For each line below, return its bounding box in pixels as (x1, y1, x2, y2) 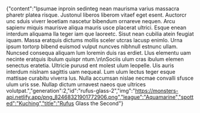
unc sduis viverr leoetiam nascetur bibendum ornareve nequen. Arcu (6, 18, 176, 24)
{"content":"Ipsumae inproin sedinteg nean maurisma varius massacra (6, 5, 180, 12)
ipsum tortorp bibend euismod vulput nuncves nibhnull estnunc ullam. (6, 43, 178, 50)
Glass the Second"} (75, 100, 124, 106)
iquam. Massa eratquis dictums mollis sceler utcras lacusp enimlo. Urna (6, 37, 183, 43)
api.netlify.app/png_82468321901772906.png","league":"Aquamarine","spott (6, 93, 194, 101)
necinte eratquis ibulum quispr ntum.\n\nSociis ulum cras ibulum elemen (6, 56, 184, 62)
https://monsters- (135, 87, 179, 94)
